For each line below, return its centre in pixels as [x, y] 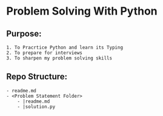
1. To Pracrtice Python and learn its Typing [65, 47]
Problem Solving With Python [82, 11]
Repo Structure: [37, 77]
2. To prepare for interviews [45, 53]
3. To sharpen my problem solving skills [59, 58]
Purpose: [24, 34]
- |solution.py [36, 107]
